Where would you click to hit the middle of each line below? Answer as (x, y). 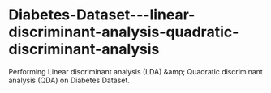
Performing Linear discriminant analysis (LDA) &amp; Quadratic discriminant (136, 71)
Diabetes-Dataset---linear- (102, 15)
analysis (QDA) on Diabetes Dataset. (69, 80)
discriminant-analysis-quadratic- (124, 32)
